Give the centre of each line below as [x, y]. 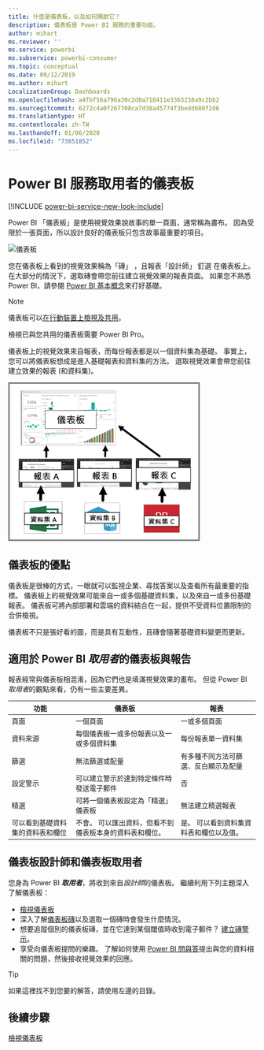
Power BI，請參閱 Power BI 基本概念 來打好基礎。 [87, 285]
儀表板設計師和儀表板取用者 [75, 862]
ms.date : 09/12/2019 [42, 75]
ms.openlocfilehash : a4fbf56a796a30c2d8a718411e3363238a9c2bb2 [114, 100]
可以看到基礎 [32, 823]
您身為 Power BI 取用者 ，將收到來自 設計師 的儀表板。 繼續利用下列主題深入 [129, 882]
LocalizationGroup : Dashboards [59, 91]
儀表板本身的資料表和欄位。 [121, 832]
